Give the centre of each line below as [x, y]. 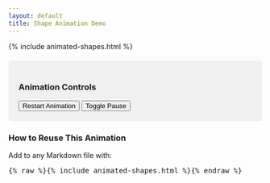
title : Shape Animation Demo [57, 23]
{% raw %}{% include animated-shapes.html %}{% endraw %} [125, 171]
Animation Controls [58, 87]
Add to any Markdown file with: [60, 156]
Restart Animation [50, 106]
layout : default [35, 16]
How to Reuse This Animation [67, 138]
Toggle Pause [106, 106]
